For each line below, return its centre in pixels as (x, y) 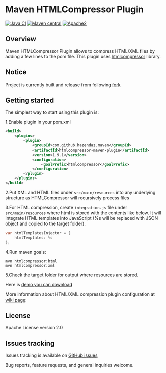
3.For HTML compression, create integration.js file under (66, 207)
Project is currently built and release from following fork (63, 85)
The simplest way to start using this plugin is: (52, 112)
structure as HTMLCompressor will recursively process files (67, 198)
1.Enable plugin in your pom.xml (38, 122)
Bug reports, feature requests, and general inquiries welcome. (69, 365)
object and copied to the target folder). (45, 223)
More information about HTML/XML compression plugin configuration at (80, 294)
